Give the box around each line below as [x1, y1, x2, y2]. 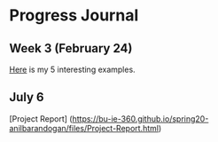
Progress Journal [9, 5, 139, 26]
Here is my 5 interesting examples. [9, 64, 136, 75]
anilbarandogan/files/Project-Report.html [9, 122, 160, 133]
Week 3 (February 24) [9, 41, 133, 56]
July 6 [9, 90, 44, 105]
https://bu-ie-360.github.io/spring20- [72, 113, 209, 124]
